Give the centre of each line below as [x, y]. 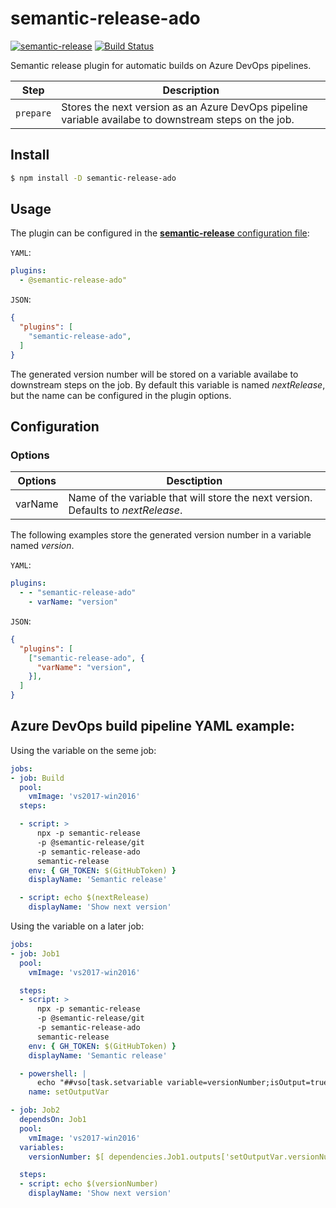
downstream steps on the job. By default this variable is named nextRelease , [168, 384]
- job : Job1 [35, 953]
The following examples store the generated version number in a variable [161, 535]
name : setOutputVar [69, 1092]
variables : [42, 1147]
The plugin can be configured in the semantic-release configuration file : [160, 233]
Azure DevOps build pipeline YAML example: [152, 726]
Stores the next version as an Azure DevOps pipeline [184, 107]
